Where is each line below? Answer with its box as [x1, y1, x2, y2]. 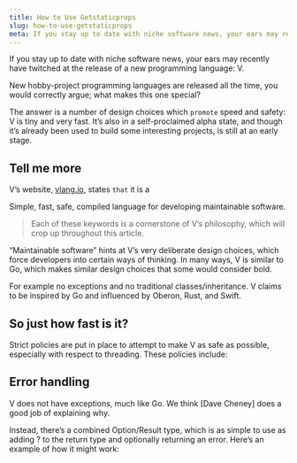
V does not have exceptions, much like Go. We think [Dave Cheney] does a [9, 397, 282, 408]
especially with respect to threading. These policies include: [9, 349, 228, 359]
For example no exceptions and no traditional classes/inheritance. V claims [9, 281, 282, 292]
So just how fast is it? [9, 316, 129, 331]
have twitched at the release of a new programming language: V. [9, 63, 245, 73]
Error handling [9, 374, 90, 390]
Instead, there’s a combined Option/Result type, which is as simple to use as [9, 424, 286, 435]
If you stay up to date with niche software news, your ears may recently [9, 54, 270, 65]
